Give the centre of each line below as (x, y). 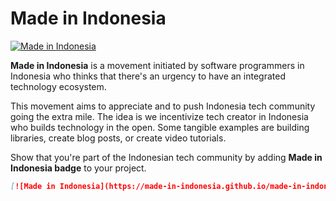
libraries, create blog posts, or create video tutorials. (118, 138)
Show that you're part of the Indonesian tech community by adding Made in (166, 157)
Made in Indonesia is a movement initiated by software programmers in (157, 65)
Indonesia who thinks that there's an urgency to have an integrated (148, 76)
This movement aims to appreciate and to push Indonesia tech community (163, 106)
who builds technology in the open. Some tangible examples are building (160, 127)
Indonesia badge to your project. (78, 168)
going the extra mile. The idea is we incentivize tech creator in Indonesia (159, 116)
